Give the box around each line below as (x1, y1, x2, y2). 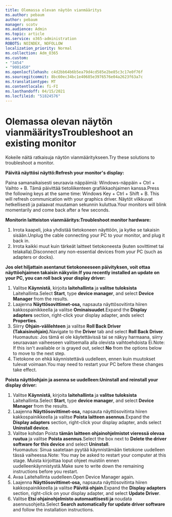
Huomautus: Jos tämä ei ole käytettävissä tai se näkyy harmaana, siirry (12, 334, 163, 340)
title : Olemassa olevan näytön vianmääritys (5, 7, 102, 13)
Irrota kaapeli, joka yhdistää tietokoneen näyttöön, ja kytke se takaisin (12, 227, 160, 233)
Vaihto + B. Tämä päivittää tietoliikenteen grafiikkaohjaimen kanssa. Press (5, 185, 160, 192)
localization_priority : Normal (5, 46, 72, 51)
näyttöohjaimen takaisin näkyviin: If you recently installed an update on (5, 270, 160, 276)
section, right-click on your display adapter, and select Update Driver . (12, 490, 161, 496)
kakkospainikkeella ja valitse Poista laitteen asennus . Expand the (12, 414, 150, 420)
